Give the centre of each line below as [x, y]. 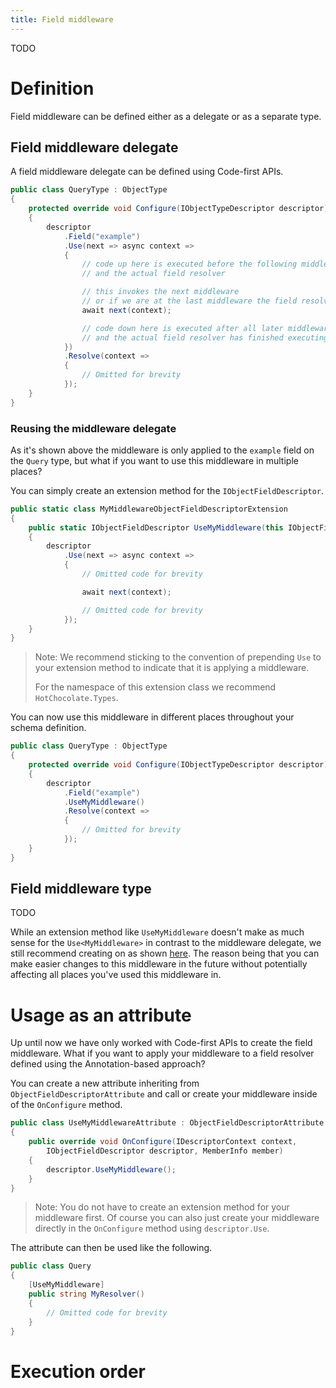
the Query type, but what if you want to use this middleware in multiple [154, 460]
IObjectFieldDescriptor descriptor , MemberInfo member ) [165, 1151]
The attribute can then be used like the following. [111, 1248]
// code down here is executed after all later [182, 328]
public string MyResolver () [86, 1294]
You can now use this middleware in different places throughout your [152, 717]
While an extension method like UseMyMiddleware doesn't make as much [157, 932]
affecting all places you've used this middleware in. [116, 975]
